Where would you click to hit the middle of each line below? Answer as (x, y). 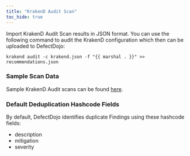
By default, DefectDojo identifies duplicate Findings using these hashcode (95, 117)
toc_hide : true (25, 17)
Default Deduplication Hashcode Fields (63, 104)
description (28, 134)
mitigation (27, 141)
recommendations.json (32, 62)
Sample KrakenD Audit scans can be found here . (65, 89)
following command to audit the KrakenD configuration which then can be (95, 40)
